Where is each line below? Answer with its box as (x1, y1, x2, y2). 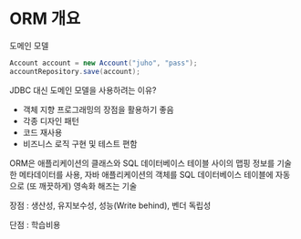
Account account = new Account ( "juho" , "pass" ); (9, 58, 198, 68)
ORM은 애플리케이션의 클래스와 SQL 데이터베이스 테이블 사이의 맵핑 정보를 (9, 157, 275, 169)
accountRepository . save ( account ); (9, 67, 141, 76)
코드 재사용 (22, 127, 63, 138)
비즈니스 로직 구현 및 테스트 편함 (22, 138, 138, 149)
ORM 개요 (9, 8, 81, 29)
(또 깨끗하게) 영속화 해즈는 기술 (26, 180, 138, 192)
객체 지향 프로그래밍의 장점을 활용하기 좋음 (22, 104, 175, 115)
